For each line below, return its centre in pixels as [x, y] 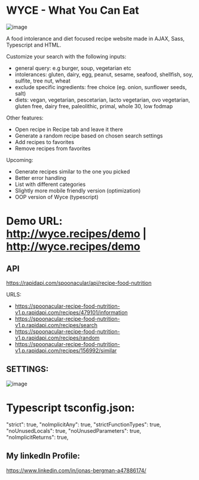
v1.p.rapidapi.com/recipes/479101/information [71, 312]
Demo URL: [34, 221]
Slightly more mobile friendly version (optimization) [78, 190]
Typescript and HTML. [34, 45]
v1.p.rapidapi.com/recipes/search [56, 325]
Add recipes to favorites [45, 142]
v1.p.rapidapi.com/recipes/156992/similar [66, 350]
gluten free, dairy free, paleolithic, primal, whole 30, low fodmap [94, 106]
